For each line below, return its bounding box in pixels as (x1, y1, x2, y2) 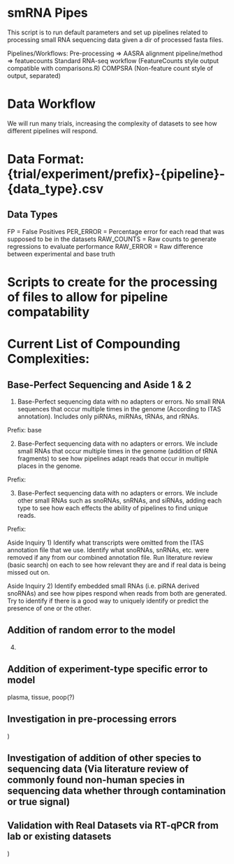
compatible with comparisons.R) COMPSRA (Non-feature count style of (7, 64, 213, 72)
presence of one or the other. (7, 604, 92, 612)
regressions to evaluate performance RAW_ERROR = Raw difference (7, 242, 204, 250)
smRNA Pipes (7, 5, 89, 21)
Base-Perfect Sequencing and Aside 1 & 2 (7, 378, 192, 390)
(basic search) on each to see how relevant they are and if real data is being (7, 561, 226, 569)
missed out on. (7, 568, 50, 577)
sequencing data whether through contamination (7, 785, 226, 797)
